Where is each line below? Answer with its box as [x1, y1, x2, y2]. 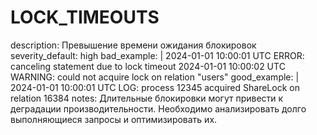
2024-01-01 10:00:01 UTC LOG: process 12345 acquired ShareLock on [10, 81, 300, 93]
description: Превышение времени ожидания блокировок [10, 39, 257, 51]
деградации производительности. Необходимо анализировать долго [10, 102, 307, 115]
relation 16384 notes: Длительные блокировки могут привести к [10, 92, 284, 104]
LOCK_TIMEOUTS [10, 6, 160, 29]
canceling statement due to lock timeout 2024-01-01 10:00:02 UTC [10, 60, 286, 72]
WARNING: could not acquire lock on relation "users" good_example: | [10, 71, 300, 83]
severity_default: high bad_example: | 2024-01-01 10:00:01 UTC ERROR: [10, 49, 305, 61]
